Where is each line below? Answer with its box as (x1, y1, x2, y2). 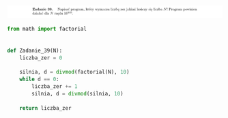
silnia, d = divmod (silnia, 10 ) (31, 90, 124, 97)
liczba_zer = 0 (19, 54, 63, 61)
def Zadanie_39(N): (7, 47, 63, 54)
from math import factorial (7, 26, 87, 33)
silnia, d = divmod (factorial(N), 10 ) (19, 69, 130, 76)
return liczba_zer (19, 104, 72, 111)
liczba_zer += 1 (31, 83, 78, 90)
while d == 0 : (19, 76, 59, 83)
